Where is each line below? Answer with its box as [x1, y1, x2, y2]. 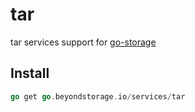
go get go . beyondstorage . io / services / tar [10, 91, 186, 102]
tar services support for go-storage [10, 36, 157, 48]
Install [10, 65, 50, 82]
